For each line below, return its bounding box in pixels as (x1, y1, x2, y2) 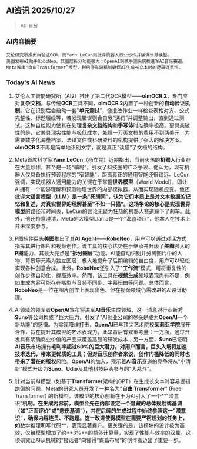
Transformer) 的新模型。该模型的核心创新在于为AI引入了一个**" (14, 393, 169, 400)
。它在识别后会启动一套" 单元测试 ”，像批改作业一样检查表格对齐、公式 (19, 107, 190, 114)
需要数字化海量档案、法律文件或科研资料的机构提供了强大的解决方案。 (14, 137, 185, 144)
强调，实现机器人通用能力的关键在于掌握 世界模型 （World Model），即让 (14, 178, 188, 185)
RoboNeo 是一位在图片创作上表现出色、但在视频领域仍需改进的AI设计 (14, 287, 182, 294)
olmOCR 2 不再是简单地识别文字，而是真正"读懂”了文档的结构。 (14, 144, 169, 151)
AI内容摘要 (6, 37, 37, 45)
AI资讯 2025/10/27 (6, 5, 75, 16)
